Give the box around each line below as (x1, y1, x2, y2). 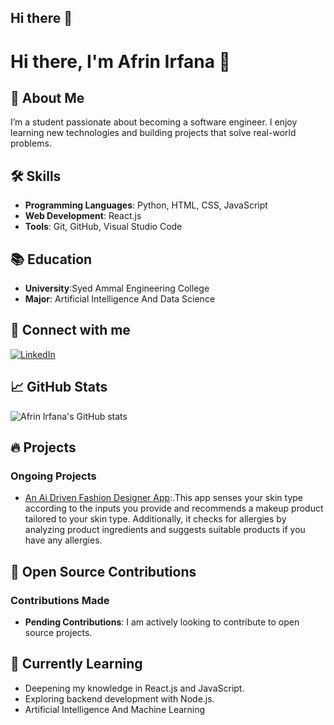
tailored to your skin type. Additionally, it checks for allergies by (24, 513, 287, 525)
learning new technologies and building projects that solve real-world (10, 127, 297, 139)
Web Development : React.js (24, 210, 142, 222)
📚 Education (10, 251, 93, 268)
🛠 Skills (10, 167, 62, 185)
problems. (10, 137, 52, 150)
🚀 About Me (10, 89, 85, 106)
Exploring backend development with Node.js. (24, 692, 215, 705)
